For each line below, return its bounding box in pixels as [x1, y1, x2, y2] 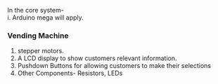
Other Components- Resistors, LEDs [17, 69, 123, 78]
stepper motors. [17, 47, 65, 55]
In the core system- [7, 6, 65, 14]
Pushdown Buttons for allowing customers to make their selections [17, 62, 211, 70]
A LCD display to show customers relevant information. [17, 54, 177, 62]
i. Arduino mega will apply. [7, 13, 84, 22]
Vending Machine [7, 31, 69, 41]
